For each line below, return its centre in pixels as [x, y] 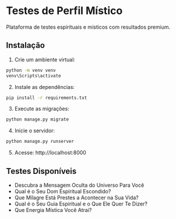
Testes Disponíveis [41, 171]
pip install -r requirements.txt [47, 98]
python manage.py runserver [40, 142]
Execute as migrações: [42, 109]
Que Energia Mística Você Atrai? [53, 210]
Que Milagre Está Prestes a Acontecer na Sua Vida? [76, 197]
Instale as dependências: [44, 87]
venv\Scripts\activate [34, 76]
